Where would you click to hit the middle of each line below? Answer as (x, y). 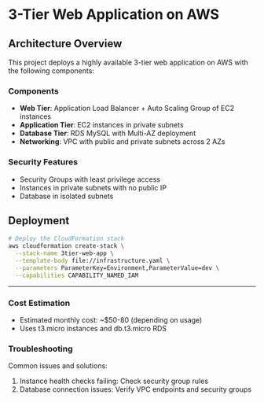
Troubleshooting (40, 349)
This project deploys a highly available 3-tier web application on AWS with (128, 62)
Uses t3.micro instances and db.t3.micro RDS (93, 328)
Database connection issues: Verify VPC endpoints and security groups (136, 389)
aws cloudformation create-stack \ (66, 246)
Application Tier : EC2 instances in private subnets (101, 125)
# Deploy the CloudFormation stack (66, 239)
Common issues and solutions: (58, 366)
